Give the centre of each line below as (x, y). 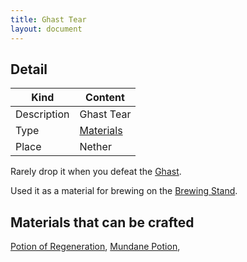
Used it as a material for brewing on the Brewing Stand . (124, 191)
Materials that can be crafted (102, 222)
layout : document (46, 29)
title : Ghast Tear (48, 19)
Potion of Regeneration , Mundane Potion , (95, 247)
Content (105, 98)
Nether (95, 147)
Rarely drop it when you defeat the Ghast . (96, 172)
